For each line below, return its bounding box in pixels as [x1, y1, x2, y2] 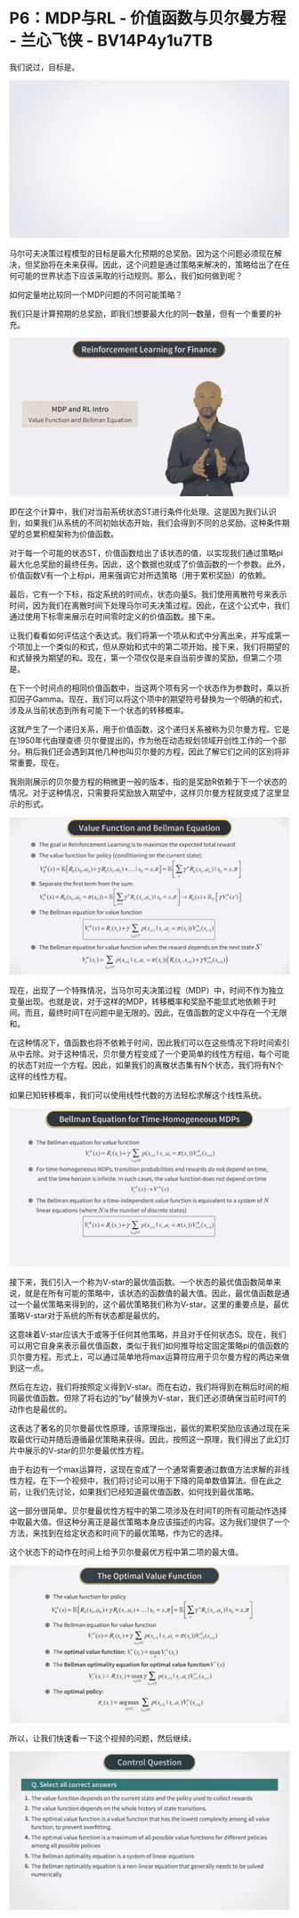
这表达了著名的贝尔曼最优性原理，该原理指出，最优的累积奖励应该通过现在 [9, 1423, 282, 1433]
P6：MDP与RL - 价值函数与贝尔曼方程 [9, 8, 287, 29]
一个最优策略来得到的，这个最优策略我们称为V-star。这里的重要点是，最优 [16, 1299, 289, 1309]
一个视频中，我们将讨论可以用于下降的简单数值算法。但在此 [55, 1474, 274, 1486]
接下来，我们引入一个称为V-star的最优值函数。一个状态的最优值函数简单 [9, 1276, 274, 1287]
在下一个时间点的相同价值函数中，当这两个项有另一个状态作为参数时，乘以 [9, 682, 282, 693]
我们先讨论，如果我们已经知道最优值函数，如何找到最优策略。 [32, 1486, 259, 1497]
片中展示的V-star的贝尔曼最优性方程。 [9, 1445, 149, 1456]
